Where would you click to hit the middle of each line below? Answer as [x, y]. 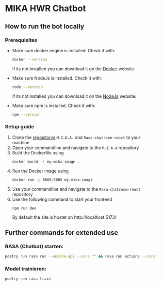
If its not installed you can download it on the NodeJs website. [74, 96]
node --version [27, 87]
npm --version [26, 114]
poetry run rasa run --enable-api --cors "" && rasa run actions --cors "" [83, 256]
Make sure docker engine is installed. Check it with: [64, 50]
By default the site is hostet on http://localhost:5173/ [64, 217]
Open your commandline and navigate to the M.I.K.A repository [75, 148]
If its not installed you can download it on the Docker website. [74, 69]
